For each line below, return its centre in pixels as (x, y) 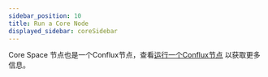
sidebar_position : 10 (45, 16)
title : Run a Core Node (49, 24)
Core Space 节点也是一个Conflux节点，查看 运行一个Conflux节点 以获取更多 (135, 55)
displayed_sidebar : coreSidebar (63, 31)
